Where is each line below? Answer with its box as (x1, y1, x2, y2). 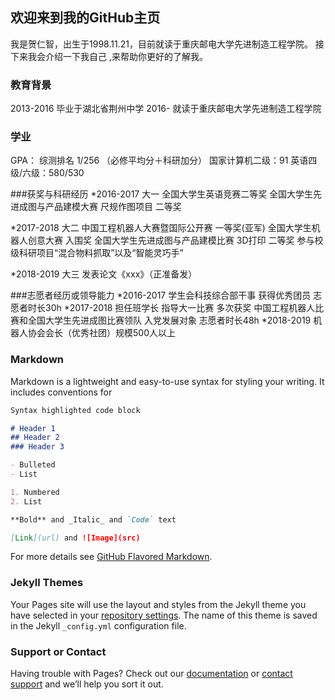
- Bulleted (10, 460, 56, 470)
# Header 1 (10, 423, 56, 433)
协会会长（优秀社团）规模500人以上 (27, 327, 176, 339)
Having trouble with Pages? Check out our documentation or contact (10, 668, 293, 680)
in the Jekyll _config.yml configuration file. (10, 619, 187, 632)
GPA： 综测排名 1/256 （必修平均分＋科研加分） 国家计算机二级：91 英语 (10, 154, 309, 167)
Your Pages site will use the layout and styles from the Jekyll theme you (10, 598, 307, 610)
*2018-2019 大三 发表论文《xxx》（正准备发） (10, 268, 198, 280)
